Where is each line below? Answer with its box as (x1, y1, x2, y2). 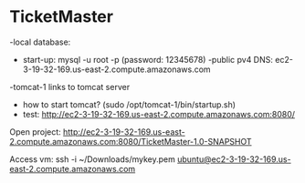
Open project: (9, 126, 61, 137)
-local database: (9, 36, 71, 47)
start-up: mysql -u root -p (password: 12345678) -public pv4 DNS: (22, 54, 274, 65)
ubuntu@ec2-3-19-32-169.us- (176, 153, 291, 165)
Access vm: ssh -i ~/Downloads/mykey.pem (9, 153, 176, 165)
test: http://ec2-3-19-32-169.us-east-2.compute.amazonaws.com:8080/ (22, 108, 295, 119)
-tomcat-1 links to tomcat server (9, 81, 131, 92)
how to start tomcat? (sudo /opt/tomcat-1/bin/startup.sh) (22, 98, 236, 110)
